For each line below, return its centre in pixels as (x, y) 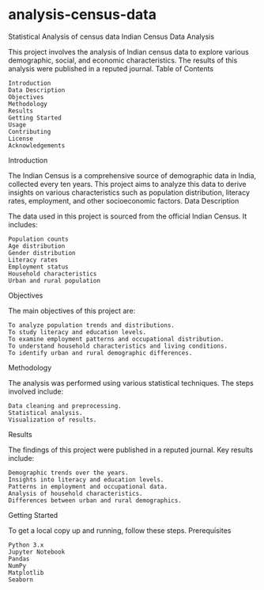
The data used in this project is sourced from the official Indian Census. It (128, 216)
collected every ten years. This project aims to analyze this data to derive (127, 184)
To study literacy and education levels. (77, 332)
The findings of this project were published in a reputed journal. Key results (131, 450)
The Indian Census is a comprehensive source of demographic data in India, (132, 175)
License (21, 139)
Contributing (30, 131)
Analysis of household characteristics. (76, 493)
